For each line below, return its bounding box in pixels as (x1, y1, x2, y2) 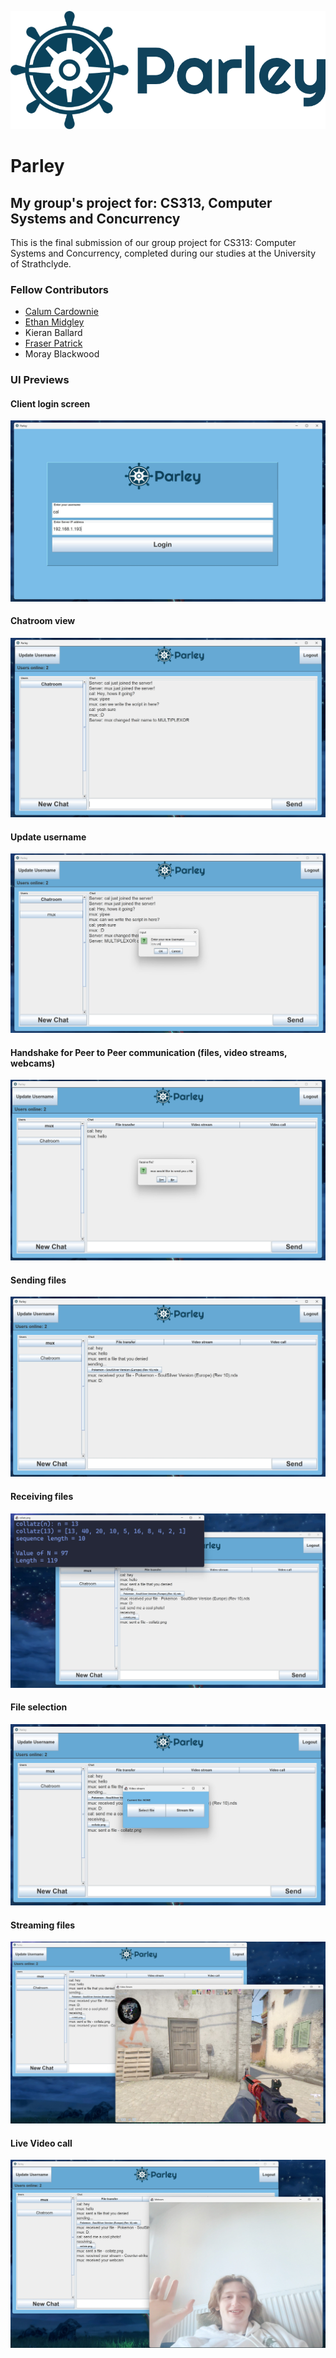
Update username (10, 831, 87, 843)
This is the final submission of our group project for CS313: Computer (10, 237, 297, 248)
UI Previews (10, 373, 70, 387)
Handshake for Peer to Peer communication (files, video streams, (10, 1046, 288, 1058)
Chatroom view (10, 615, 76, 627)
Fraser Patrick (24, 337, 83, 350)
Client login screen (10, 397, 91, 410)
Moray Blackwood (24, 348, 100, 360)
